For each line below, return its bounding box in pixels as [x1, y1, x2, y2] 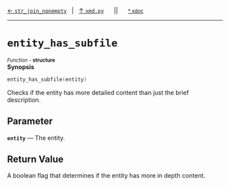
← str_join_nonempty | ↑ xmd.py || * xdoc [7, 7, 144, 14]
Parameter [7, 116, 53, 127]
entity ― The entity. [7, 133, 65, 142]
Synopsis [7, 62, 35, 71]
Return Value [7, 154, 64, 165]
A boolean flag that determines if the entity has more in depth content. [7, 172, 205, 180]
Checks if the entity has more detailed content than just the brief [7, 88, 190, 96]
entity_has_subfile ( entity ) [7, 76, 88, 83]
